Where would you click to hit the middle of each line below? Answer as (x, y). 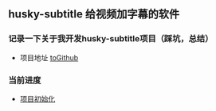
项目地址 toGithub (49, 57)
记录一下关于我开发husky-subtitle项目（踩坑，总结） (111, 39)
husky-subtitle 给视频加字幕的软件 (94, 14)
